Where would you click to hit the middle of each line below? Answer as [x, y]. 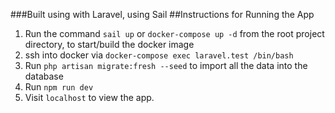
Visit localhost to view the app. [89, 97]
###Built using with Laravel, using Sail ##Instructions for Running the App [162, 14]
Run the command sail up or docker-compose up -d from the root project [174, 33]
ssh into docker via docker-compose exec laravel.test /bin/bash [159, 55]
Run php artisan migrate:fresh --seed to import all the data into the [166, 65]
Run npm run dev [59, 87]
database [44, 76]
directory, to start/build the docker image [109, 44]
